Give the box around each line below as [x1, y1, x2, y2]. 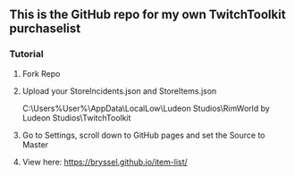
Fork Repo [21, 68, 61, 79]
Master [21, 138, 49, 150]
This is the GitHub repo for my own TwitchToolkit [9, 7, 286, 22]
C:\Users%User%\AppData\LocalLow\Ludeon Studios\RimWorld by [21, 103, 270, 113]
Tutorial [9, 48, 44, 61]
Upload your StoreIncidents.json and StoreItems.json [21, 85, 217, 96]
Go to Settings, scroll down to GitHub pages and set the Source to [21, 130, 265, 140]
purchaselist [9, 21, 81, 37]
